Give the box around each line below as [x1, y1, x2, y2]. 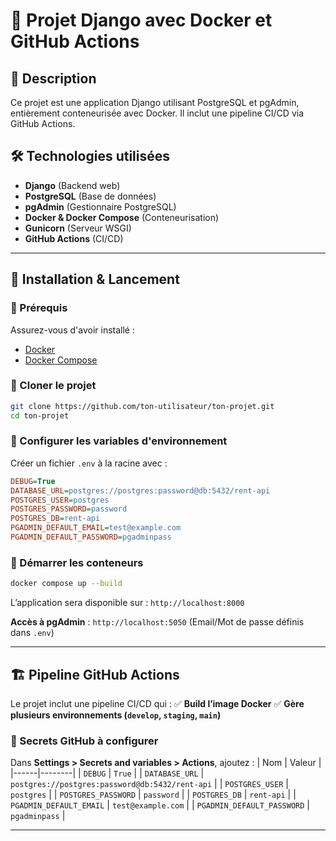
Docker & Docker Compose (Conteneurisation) [24, 211, 220, 223]
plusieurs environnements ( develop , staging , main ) [10, 709, 222, 721]
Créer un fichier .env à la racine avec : [10, 457, 168, 469]
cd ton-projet [10, 410, 70, 421]
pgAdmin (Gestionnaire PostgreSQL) [24, 200, 177, 213]
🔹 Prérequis [10, 301, 68, 315]
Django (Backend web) [24, 179, 121, 191]
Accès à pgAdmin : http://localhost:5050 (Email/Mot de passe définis [10, 616, 305, 628]
